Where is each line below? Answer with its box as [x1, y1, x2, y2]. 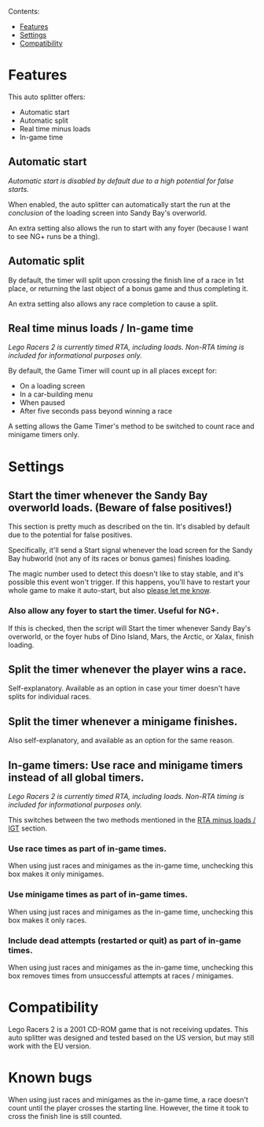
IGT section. [8, 823, 47, 833]
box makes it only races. [8, 915, 87, 925]
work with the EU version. [8, 1041, 92, 1051]
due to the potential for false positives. [8, 530, 133, 540]
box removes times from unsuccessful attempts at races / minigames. [8, 971, 234, 980]
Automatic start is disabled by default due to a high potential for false [8, 176, 234, 186]
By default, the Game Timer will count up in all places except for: [8, 366, 218, 376]
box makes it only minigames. [8, 869, 104, 879]
